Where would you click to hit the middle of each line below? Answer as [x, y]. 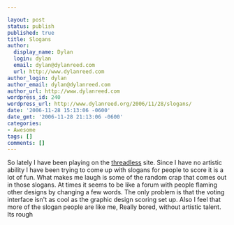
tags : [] [20, 137]
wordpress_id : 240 [34, 98]
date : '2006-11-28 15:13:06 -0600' [59, 111]
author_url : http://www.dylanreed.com [64, 91]
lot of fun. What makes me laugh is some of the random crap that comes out [117, 178]
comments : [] [26, 143]
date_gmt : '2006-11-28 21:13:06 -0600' [65, 117]
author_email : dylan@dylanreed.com [59, 84]
